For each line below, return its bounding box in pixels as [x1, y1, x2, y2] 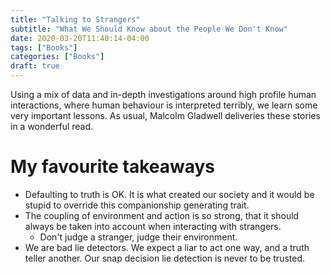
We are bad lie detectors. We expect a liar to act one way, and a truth [24, 241, 310, 253]
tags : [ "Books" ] [10, 42, 78, 53]
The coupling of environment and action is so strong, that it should [24, 209, 300, 221]
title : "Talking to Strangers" [10, 14, 141, 25]
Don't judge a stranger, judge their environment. [39, 231, 238, 243]
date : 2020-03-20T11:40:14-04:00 [10, 33, 150, 43]
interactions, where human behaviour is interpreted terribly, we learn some [10, 99, 318, 111]
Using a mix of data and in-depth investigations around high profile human [10, 89, 317, 100]
